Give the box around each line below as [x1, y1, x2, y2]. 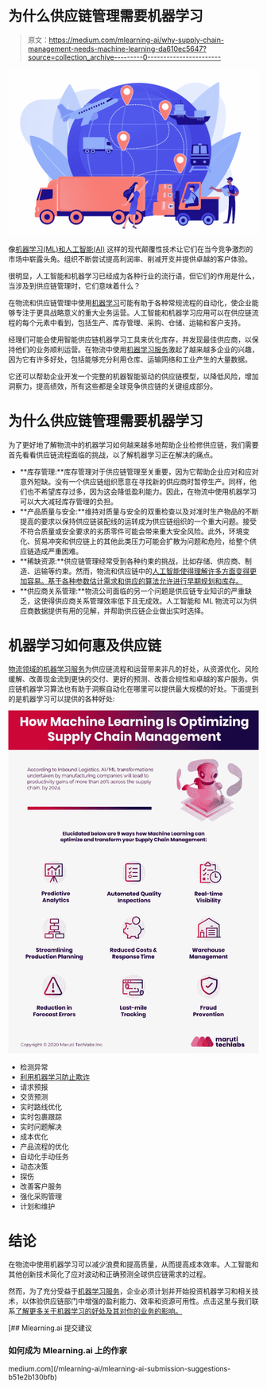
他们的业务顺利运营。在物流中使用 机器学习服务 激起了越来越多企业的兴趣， [14, 344, 259, 354]
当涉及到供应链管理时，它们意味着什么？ [8, 281, 141, 290]
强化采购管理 [19, 1191, 62, 1201]
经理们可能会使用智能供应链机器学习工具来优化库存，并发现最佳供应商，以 [8, 335, 252, 344]
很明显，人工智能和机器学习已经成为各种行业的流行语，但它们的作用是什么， [8, 271, 259, 281]
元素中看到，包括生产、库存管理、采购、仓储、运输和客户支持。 [35, 317, 245, 327]
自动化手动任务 [19, 1151, 69, 1161]
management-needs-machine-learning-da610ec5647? [27, 44, 207, 53]
